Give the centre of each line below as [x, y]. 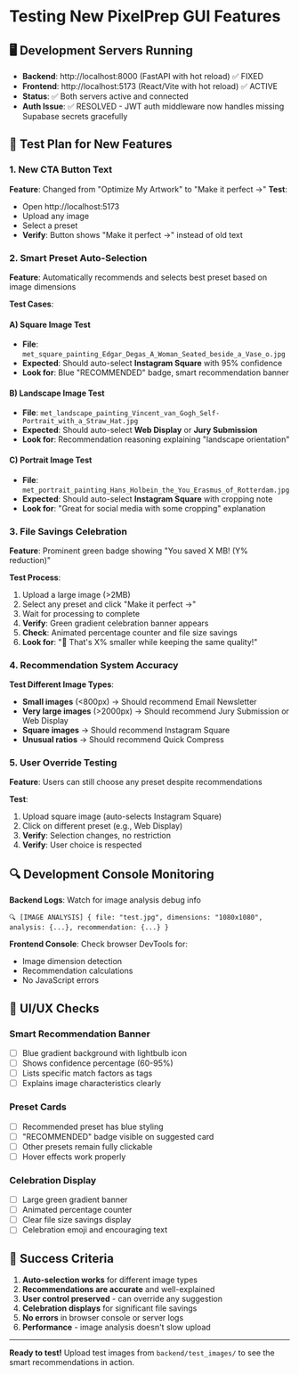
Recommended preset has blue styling [93, 1126]
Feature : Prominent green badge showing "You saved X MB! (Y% [129, 551]
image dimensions [43, 286]
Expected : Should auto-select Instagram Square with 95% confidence [152, 364]
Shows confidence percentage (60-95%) [97, 1063]
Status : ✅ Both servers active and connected [105, 96]
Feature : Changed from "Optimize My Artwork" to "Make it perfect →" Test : [148, 189]
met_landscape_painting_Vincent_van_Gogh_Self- [130, 413]
